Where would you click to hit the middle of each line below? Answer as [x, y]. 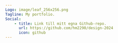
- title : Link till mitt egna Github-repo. [61, 23]
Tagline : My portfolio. [30, 14]
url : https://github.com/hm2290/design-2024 [66, 28]
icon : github [32, 33]
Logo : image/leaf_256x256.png [37, 10]
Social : [13, 19]
